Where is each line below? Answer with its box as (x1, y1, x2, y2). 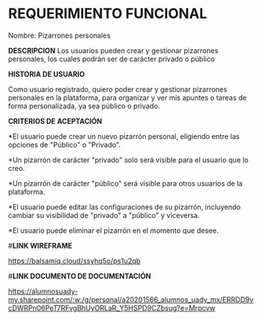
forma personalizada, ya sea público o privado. (8, 101, 161, 111)
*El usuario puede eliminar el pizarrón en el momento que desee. (8, 225, 219, 235)
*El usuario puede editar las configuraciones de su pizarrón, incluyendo (8, 202, 241, 212)
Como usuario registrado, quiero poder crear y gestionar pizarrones (8, 84, 227, 94)
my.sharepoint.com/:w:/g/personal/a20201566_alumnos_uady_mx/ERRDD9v (8, 295, 254, 304)
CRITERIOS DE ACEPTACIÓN (8, 116, 103, 125)
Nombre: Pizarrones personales (8, 31, 111, 40)
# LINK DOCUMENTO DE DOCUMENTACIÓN (8, 271, 151, 281)
